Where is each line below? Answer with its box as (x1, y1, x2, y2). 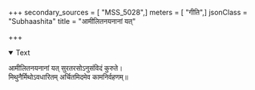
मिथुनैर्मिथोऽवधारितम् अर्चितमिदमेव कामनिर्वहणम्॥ (8, 72, 128, 81)
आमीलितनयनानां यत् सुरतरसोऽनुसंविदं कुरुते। (8, 64, 123, 72)
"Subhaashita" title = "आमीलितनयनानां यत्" (8, 17, 136, 25)
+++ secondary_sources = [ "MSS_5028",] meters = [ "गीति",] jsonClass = (8, 8, 248, 17)
